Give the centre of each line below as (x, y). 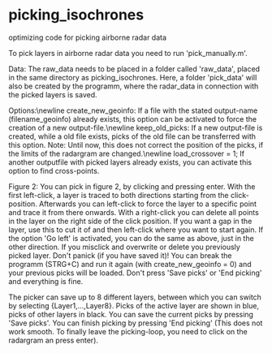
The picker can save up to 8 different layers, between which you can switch (135, 297)
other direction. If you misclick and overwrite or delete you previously (125, 247)
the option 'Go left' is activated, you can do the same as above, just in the (131, 238)
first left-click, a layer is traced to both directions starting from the (119, 195)
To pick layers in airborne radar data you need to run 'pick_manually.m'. (128, 53)
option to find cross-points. (54, 170)
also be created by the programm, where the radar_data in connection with (134, 86)
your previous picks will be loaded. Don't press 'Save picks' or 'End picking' (135, 273)
